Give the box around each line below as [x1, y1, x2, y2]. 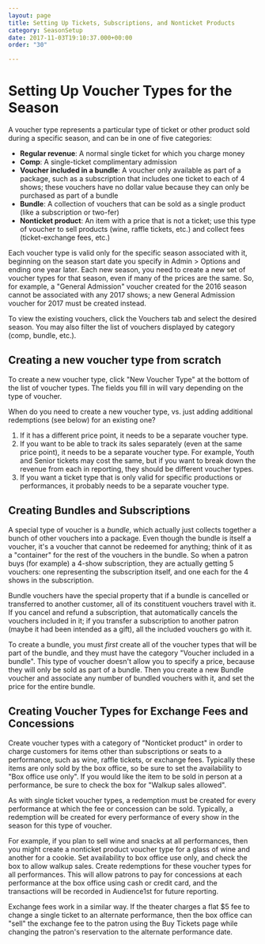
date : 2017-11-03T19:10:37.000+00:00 [8, 33, 133, 42]
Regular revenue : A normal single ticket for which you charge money [19, 149, 245, 158]
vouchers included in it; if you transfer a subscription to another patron [8, 616, 239, 625]
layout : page [8, 11, 51, 20]
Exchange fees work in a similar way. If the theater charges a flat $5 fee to [8, 901, 251, 911]
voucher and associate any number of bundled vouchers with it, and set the [8, 673, 255, 683]
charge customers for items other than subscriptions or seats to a [8, 746, 222, 756]
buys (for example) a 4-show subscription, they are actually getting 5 [8, 559, 234, 568]
